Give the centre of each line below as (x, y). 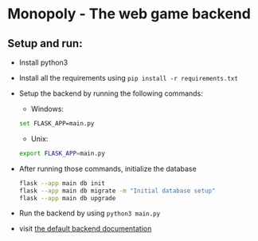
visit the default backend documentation (85, 229)
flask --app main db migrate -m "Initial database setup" (117, 191)
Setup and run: (45, 43)
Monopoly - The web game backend (129, 14)
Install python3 (43, 62)
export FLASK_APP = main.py (62, 153)
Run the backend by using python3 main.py (90, 213)
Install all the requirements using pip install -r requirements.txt (128, 78)
